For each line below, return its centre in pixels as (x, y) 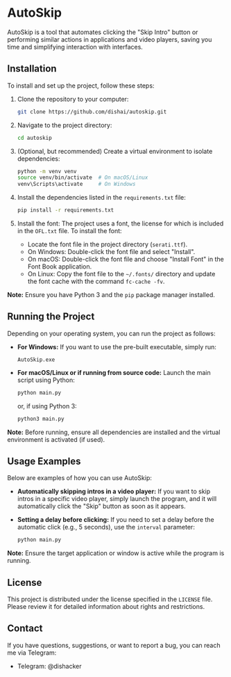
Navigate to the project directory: (65, 125)
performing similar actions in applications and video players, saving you (110, 39)
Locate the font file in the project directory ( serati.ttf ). (108, 244)
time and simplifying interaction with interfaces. (75, 47)
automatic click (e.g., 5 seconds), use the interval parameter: (106, 527)
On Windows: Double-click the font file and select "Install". (111, 252)
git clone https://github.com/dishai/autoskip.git (92, 112)
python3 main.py (41, 419)
